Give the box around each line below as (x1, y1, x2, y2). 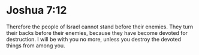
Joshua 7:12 (6, 4, 67, 17)
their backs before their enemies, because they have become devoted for (6, 29, 188, 36)
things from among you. (6, 42, 65, 49)
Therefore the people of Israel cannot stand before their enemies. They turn (6, 23, 194, 30)
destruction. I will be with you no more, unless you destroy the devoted (6, 35, 182, 43)
